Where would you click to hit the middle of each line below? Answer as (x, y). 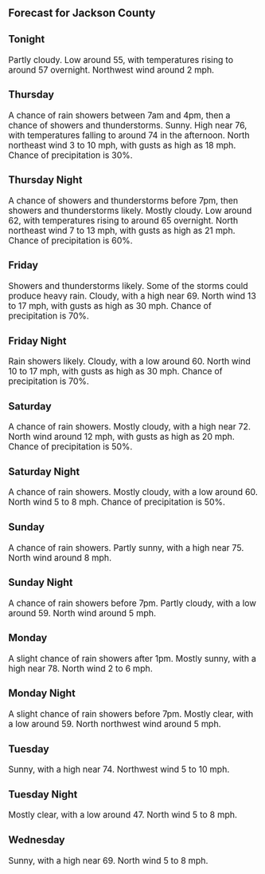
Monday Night (42, 693)
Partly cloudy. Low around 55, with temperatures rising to (121, 60)
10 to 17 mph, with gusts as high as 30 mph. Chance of (115, 372)
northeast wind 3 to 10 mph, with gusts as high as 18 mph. (122, 145)
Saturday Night (44, 471)
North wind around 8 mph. (60, 558)
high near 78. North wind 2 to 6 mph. (81, 668)
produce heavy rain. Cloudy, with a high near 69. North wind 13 (132, 296)
